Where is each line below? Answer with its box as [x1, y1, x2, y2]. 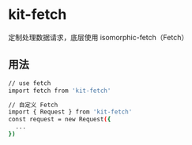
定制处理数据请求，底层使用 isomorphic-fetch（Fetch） [8, 32, 189, 42]
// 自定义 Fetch [8, 101, 58, 109]
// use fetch [8, 79, 51, 87]
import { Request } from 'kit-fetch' [8, 108, 133, 116]
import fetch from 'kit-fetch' [8, 87, 111, 95]
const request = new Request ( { [8, 116, 111, 124]
